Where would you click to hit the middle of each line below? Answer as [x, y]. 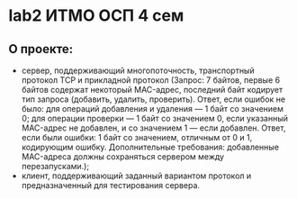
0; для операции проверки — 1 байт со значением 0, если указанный [155, 118]
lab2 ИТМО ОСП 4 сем [96, 16]
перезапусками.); [55, 166]
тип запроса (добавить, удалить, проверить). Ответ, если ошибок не [153, 99]
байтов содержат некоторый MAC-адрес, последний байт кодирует [152, 90]
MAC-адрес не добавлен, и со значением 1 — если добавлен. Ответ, [153, 128]
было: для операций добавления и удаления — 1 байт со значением [153, 109]
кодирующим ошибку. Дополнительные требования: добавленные [150, 147]
